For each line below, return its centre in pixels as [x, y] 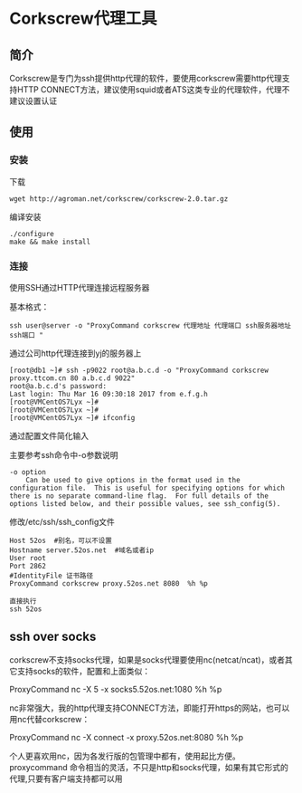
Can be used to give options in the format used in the [133, 480]
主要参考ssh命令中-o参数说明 [64, 454]
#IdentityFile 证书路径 [51, 576]
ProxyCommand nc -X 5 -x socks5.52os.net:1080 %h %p [116, 689]
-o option [28, 472]
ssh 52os [26, 609]
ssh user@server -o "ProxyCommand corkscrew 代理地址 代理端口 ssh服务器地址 [151, 325]
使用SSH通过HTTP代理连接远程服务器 [80, 287]
